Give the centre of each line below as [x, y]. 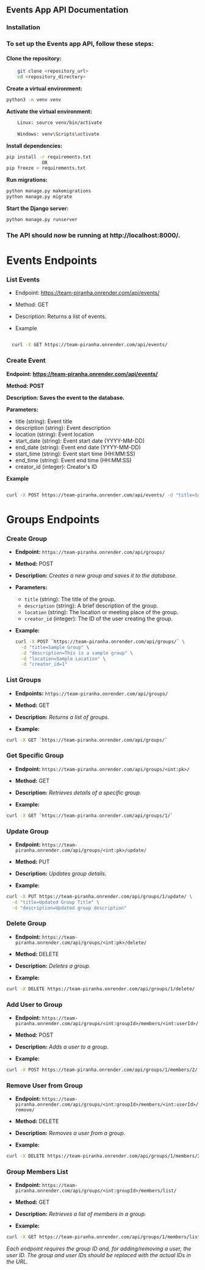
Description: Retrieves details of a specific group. [78, 793]
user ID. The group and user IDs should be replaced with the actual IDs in [99, 1255]
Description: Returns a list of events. [61, 316]
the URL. [17, 1262]
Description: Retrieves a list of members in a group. [81, 1214]
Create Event [26, 361]
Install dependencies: [34, 145]
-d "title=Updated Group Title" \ [56, 902]
